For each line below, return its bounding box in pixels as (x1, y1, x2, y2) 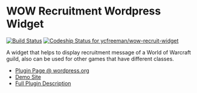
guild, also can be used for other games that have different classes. (6, 55, 174, 62)
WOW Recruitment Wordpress (6, 4, 161, 18)
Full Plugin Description (15, 80, 71, 87)
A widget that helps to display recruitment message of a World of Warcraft (6, 48, 192, 56)
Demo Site (15, 73, 41, 80)
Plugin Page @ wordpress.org (15, 66, 89, 74)
